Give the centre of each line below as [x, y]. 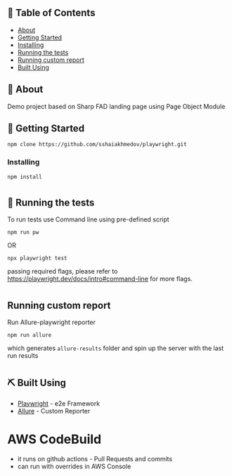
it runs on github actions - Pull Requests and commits [95, 458]
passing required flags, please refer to [63, 271]
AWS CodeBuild [54, 439]
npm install [25, 176]
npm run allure [30, 335]
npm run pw [23, 233]
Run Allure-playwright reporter [52, 322]
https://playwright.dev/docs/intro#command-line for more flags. [100, 279]
